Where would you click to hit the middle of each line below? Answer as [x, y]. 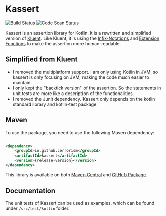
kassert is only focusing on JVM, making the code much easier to [81, 77]
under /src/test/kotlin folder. [37, 208]
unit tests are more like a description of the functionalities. [73, 93]
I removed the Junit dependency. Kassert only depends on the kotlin [84, 99]
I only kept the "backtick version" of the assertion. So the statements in [87, 88]
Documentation [30, 191]
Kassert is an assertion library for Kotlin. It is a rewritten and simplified [78, 33]
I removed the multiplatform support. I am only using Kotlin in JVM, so [85, 72]
